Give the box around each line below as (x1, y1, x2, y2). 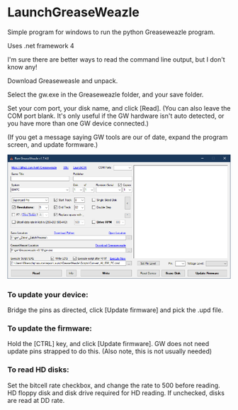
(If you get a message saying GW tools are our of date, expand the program (7, 133, 228, 141)
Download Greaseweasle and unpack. (7, 76, 118, 85)
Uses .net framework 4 (7, 41, 74, 50)
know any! (7, 62, 38, 71)
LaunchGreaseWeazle (7, 4, 140, 21)
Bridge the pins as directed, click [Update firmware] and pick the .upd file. (7, 306, 224, 314)
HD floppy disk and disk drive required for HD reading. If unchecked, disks (7, 388, 225, 397)
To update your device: (7, 289, 89, 299)
